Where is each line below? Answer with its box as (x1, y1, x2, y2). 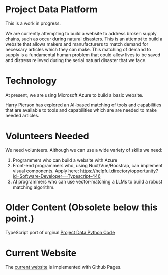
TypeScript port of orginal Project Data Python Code (5, 229, 115, 235)
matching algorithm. (12, 184, 55, 190)
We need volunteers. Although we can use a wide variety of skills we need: (5, 147, 163, 153)
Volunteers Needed (5, 131, 89, 142)
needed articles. (5, 112, 40, 118)
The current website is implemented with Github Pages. (5, 264, 122, 270)
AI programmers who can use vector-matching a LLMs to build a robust (12, 178, 163, 185)
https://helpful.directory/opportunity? (80, 168, 158, 174)
